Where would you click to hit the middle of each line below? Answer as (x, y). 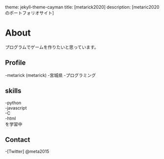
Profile (15, 63)
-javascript (16, 108)
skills (13, 91)
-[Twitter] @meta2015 (27, 152)
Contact (18, 140)
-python (13, 103)
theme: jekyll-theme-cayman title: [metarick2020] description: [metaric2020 (82, 7)
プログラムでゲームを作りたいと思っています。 (52, 47)
